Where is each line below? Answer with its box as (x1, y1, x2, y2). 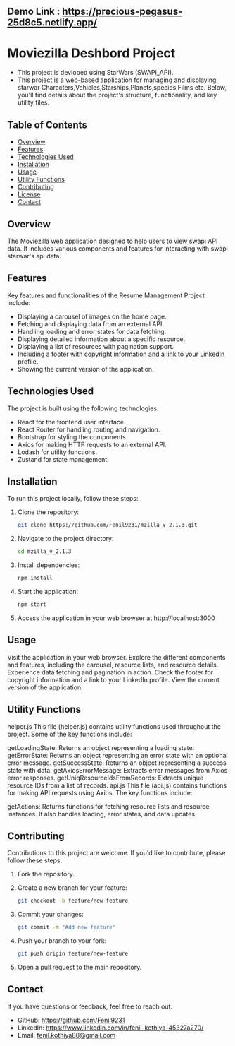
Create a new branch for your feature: (17, 884, 128, 892)
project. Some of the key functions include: (7, 730, 132, 738)
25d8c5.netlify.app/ (7, 17, 97, 29)
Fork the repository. (17, 870, 75, 879)
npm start (17, 601, 47, 608)
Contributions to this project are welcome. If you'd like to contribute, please (7, 849, 226, 857)
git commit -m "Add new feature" (17, 924, 116, 931)
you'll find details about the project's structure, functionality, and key (17, 91, 217, 100)
